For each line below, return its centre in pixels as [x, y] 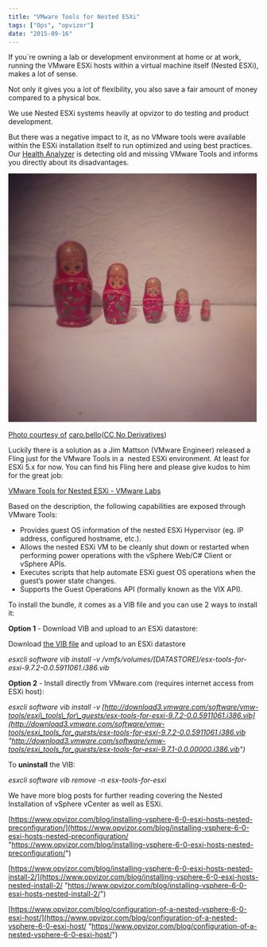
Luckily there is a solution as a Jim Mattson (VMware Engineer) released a [130, 450]
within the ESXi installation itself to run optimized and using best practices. [130, 146]
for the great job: [36, 475]
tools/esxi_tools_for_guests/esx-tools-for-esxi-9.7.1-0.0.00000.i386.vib [124, 749]
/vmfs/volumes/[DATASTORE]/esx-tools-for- [175, 659]
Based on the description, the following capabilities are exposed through [127, 506]
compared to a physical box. [55, 98]
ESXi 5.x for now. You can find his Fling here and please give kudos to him [129, 467]
